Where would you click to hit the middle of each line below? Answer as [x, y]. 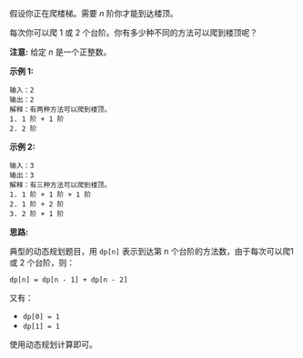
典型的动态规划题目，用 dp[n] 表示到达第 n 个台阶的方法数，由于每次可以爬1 [151, 251]
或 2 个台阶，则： [42, 263]
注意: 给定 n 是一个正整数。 [61, 52]
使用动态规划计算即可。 [53, 344]
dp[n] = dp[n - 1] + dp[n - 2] [69, 280]
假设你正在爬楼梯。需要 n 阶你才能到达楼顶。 [94, 13]
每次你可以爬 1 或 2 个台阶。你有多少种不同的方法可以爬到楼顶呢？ [133, 33]
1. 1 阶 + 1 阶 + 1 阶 [50, 194]
